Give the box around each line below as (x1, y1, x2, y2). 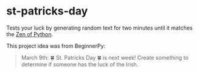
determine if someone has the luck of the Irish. (21, 60, 139, 68)
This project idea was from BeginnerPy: (6, 42, 105, 49)
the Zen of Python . (6, 30, 54, 37)
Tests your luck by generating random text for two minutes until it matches (6, 24, 193, 31)
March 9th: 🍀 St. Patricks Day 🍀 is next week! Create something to (21, 54, 189, 61)
